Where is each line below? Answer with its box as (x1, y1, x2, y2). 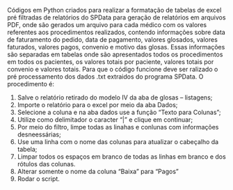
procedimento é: (7, 80, 54, 88)
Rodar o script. (17, 175, 61, 183)
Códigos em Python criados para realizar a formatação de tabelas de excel (7, 6, 222, 14)
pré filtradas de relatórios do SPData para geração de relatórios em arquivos (7, 13, 226, 22)
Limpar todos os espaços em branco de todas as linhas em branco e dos (17, 152, 226, 161)
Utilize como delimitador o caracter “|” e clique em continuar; (17, 116, 193, 124)
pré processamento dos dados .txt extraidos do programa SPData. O (7, 72, 204, 81)
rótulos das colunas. (17, 160, 76, 168)
